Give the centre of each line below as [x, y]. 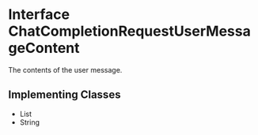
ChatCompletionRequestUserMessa [129, 31]
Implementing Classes [64, 95]
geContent [44, 48]
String [30, 122]
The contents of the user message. [65, 69]
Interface [39, 15]
